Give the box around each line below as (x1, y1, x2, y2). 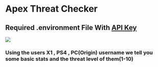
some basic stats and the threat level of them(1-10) (5, 55, 134, 62)
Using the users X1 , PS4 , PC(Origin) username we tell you (5, 49, 153, 56)
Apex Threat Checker (5, 3, 98, 15)
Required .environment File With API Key (5, 23, 137, 32)
